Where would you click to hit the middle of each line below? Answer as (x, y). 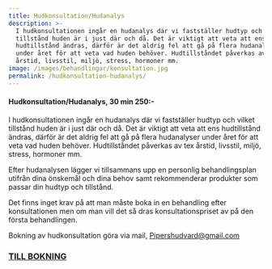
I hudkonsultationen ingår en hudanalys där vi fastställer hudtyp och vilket (132, 120)
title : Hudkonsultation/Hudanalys (67, 16)
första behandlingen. (43, 220)
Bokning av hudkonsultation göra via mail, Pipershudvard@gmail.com (124, 235)
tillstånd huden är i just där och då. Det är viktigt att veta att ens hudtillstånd (135, 128)
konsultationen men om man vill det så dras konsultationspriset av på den (131, 211)
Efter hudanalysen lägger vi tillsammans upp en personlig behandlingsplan (133, 170)
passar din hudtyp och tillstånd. (61, 187)
